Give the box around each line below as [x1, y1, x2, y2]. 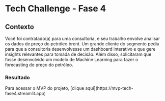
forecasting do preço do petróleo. [5, 62, 74, 67]
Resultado [5, 74, 30, 81]
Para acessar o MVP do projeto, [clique [5, 85, 84, 91]
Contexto [5, 23, 34, 31]
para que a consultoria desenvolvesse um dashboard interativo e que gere [5, 46, 156, 52]
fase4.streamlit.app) [5, 91, 46, 97]
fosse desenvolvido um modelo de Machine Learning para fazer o [5, 57, 138, 62]
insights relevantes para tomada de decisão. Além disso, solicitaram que [5, 51, 152, 57]
